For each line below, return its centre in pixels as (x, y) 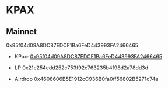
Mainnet (21, 32)
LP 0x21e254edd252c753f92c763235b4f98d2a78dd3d (81, 68)
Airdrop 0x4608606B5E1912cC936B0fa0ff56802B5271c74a (86, 79)
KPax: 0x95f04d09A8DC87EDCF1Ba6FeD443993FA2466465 (88, 56)
